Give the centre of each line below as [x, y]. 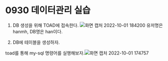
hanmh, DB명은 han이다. [37, 31]
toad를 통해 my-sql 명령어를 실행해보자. [45, 53]
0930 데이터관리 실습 [48, 10]
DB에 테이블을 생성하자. [36, 42]
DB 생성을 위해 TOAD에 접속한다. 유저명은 [88, 25]
